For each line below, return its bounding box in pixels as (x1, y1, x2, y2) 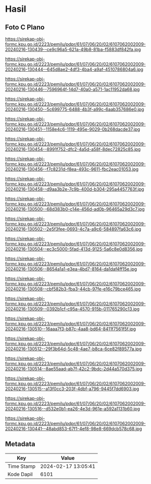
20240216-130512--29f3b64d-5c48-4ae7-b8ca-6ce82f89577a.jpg (5, 346, 142, 352)
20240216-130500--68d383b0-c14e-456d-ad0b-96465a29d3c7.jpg (5, 206, 145, 212)
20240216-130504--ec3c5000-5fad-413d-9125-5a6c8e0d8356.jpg (5, 246, 143, 252)
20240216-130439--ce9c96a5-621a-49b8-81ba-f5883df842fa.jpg (5, 47, 141, 52)
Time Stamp (7, 463, 36, 470)
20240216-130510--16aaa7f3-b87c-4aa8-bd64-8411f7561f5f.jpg (5, 326, 136, 332)
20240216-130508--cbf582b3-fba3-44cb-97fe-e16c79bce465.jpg (5, 286, 141, 292)
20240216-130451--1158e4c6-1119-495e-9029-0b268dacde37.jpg (5, 126, 140, 132)
